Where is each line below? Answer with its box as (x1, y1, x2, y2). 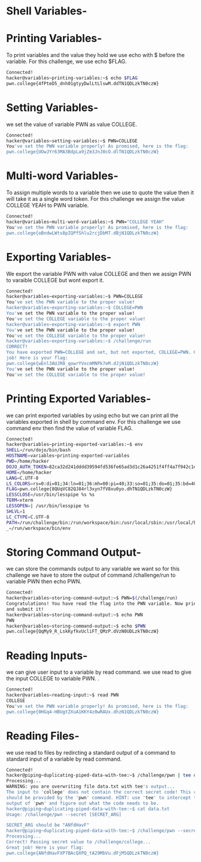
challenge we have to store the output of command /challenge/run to (6, 571, 176, 579)
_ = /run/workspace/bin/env (6, 525, 71, 531)
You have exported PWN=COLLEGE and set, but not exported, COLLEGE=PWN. (6, 349, 191, 355)
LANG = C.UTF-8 (6, 475, 39, 481)
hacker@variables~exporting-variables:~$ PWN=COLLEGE (6, 294, 144, 300)
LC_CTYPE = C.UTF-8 (6, 514, 50, 520)
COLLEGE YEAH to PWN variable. (6, 202, 89, 209)
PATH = (6, 520, 20, 526)
